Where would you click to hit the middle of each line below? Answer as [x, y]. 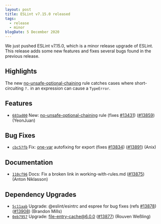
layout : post [18, 9]
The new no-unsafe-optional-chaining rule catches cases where [69, 83]
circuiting [14, 88]
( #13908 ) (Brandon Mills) [37, 211]
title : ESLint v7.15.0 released [38, 14]
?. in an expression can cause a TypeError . [67, 88]
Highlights [21, 72]
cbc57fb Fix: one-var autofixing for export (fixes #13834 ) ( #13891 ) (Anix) [84, 147]
